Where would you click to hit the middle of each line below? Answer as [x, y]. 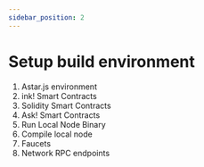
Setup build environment [102, 61]
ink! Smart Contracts [59, 96]
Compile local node [57, 134]
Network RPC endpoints [65, 153]
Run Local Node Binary [63, 124]
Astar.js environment [59, 87]
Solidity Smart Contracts [66, 105]
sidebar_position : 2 [47, 17]
